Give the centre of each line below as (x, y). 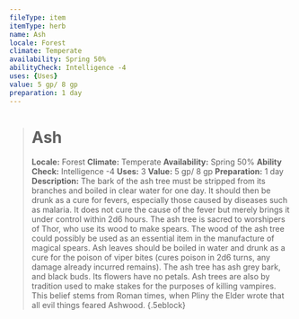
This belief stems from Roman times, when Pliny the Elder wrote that (158, 296)
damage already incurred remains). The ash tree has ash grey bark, (156, 267)
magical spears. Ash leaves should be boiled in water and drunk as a (158, 248)
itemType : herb (38, 26)
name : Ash (28, 34)
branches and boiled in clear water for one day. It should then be (151, 191)
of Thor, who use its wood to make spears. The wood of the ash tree (158, 229)
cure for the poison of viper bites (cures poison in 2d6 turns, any (151, 258)
